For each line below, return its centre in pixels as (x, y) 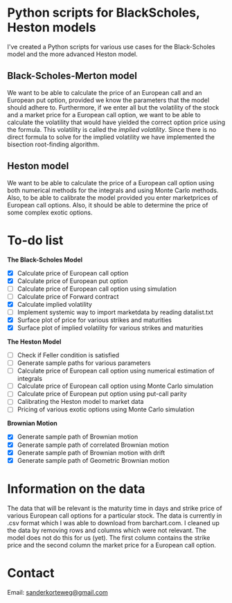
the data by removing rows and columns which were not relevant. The (107, 530)
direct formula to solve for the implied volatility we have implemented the (111, 137)
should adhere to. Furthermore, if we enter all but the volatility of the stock (113, 107)
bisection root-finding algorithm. (53, 144)
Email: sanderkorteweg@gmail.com (58, 592)
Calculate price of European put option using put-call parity (102, 394)
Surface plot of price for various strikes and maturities (94, 320)
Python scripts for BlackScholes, (104, 13)
